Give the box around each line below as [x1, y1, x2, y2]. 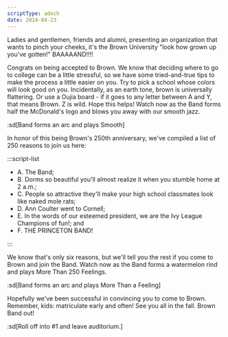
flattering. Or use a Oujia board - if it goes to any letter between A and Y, [7, 92, 213, 100]
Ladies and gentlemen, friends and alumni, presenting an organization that [7, 35, 218, 43]
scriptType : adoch [7, 10, 60, 17]
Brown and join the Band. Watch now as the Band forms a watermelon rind [7, 260, 218, 268]
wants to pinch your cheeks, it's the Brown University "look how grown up [7, 43, 217, 51]
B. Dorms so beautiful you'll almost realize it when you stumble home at [16, 175, 220, 183]
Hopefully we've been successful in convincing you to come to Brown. [7, 294, 207, 303]
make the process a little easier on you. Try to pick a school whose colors [7, 78, 215, 86]
